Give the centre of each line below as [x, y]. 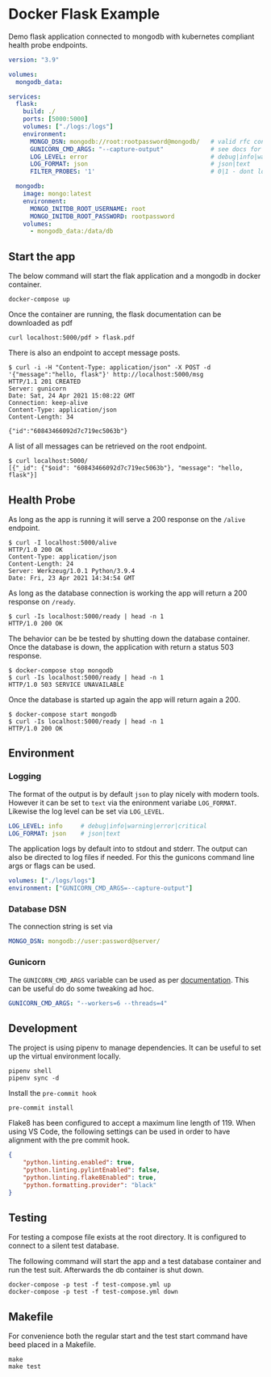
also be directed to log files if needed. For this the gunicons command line [131, 857]
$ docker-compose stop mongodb [61, 670]
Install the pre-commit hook [52, 1093]
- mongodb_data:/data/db [71, 231]
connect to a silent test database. [64, 1246]
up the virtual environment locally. [65, 1056]
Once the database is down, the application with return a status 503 [121, 646]
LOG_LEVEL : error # [122, 157]
